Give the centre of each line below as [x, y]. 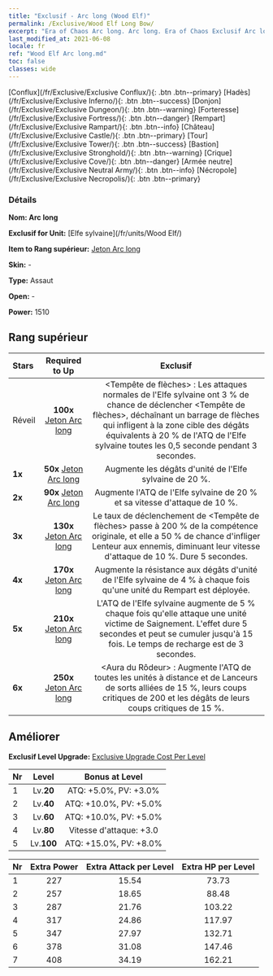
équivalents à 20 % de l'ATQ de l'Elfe [176, 435]
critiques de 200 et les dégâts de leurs [176, 698]
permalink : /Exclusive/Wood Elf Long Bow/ [81, 24]
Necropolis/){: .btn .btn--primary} [145, 178]
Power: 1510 [29, 312]
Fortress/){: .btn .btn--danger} [139, 118]
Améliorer [34, 737]
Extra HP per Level [218, 866]
